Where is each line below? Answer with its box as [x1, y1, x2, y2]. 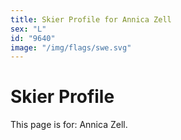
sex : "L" [10, 24, 47, 34]
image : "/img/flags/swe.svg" [10, 42, 132, 53]
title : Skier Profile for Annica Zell [10, 14, 172, 25]
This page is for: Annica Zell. [10, 119, 128, 131]
